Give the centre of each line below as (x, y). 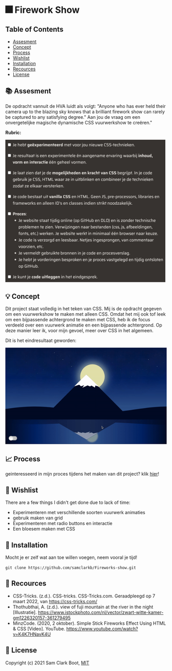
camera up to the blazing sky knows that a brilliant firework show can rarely (85, 112)
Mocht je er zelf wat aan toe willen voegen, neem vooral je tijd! (71, 557)
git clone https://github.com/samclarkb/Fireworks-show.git (71, 568)
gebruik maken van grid (38, 518)
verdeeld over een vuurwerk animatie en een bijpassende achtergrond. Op (84, 325)
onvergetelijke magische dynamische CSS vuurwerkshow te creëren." (79, 122)
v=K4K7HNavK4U (32, 634)
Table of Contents (35, 29)
